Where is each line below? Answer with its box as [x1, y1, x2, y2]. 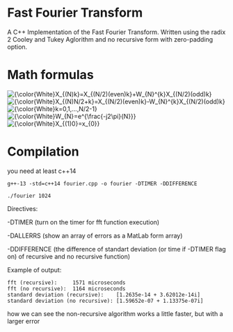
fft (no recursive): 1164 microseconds [7, 285, 127, 292]
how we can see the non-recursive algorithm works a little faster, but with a [7, 309, 224, 317]
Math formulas [7, 67, 94, 83]
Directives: [7, 204, 38, 213]
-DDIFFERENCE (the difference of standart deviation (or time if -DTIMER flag [7, 244, 226, 253]
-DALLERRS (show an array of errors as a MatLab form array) [7, 231, 183, 240]
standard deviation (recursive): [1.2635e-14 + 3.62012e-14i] [7, 291, 200, 298]
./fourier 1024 [7, 192, 51, 199]
